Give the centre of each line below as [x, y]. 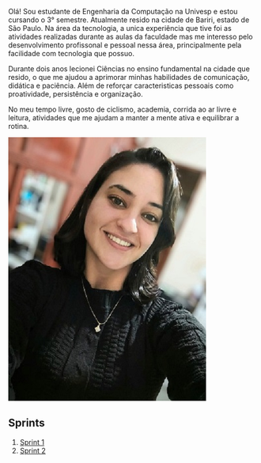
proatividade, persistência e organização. [76, 94]
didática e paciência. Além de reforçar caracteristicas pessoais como [121, 85]
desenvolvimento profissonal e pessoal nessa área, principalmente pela [125, 45]
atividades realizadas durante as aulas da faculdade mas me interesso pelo [130, 36]
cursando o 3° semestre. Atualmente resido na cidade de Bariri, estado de [129, 20]
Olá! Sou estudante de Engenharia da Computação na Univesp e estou [123, 11]
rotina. [19, 126]
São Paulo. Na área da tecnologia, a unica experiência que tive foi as [120, 28]
